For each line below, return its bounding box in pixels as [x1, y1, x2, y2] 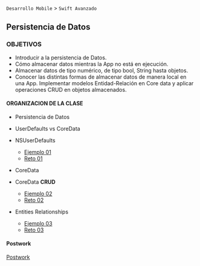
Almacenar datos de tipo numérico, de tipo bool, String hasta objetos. [15, 66, 189, 74]
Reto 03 [24, 226, 44, 233]
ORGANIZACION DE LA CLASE [6, 100, 83, 107]
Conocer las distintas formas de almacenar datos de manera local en [15, 73, 187, 80]
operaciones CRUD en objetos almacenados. [15, 86, 127, 93]
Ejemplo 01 [24, 148, 51, 155]
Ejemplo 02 [24, 190, 53, 197]
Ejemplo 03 [24, 219, 53, 227]
